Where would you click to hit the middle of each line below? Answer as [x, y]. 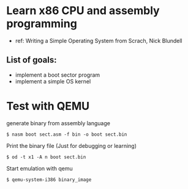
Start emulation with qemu [39, 168]
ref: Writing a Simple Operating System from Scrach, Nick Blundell [99, 40]
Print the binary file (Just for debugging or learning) [71, 145]
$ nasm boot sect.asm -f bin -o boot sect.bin [67, 134]
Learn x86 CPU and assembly [83, 11]
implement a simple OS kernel [53, 81]
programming [42, 24]
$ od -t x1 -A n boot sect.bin [46, 157]
